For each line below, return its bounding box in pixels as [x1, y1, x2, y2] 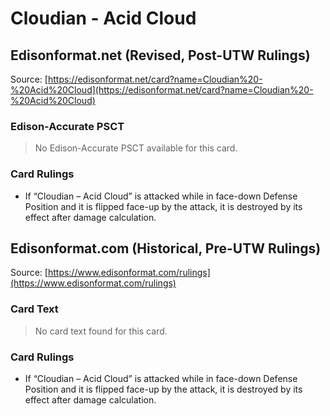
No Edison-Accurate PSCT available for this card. [34, 142, 238, 154]
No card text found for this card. [34, 325, 168, 337]
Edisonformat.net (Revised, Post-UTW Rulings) [10, 47, 311, 64]
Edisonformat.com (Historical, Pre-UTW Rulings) [10, 240, 322, 257]
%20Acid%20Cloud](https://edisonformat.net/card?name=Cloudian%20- [10, 84, 314, 96]
